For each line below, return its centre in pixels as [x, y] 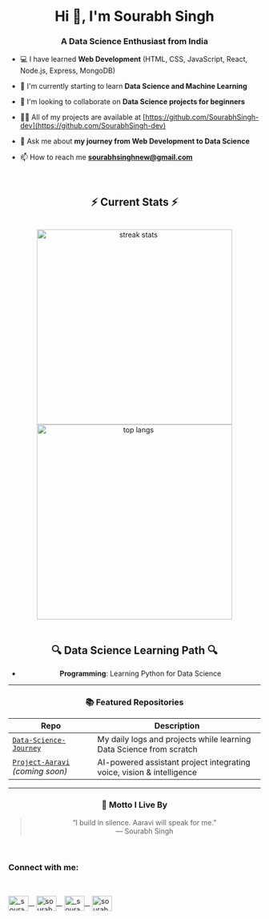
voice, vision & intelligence [147, 773]
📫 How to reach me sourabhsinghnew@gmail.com [106, 157]
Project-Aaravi [41, 762]
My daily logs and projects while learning [174, 740]
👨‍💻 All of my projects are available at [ [82, 117]
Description [177, 726]
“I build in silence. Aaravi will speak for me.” [145, 822]
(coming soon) [40, 772]
